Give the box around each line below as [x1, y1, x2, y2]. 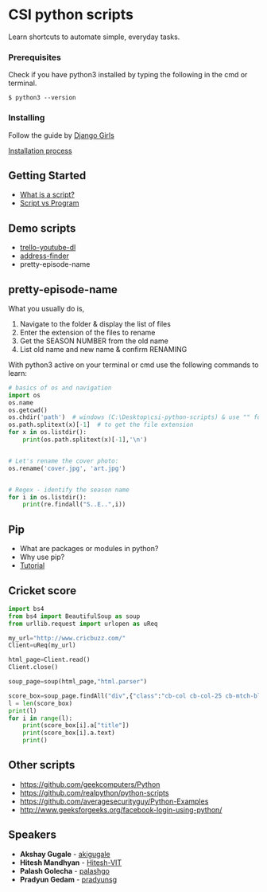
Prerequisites [8, 52, 61, 63]
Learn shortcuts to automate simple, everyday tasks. [8, 32, 180, 41]
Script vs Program [19, 198, 79, 208]
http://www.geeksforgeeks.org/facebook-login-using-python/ [19, 804, 222, 814]
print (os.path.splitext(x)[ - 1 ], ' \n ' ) [22, 436, 148, 444]
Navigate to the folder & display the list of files [19, 319, 171, 328]
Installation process [8, 146, 73, 155]
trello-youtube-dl [19, 243, 76, 252]
